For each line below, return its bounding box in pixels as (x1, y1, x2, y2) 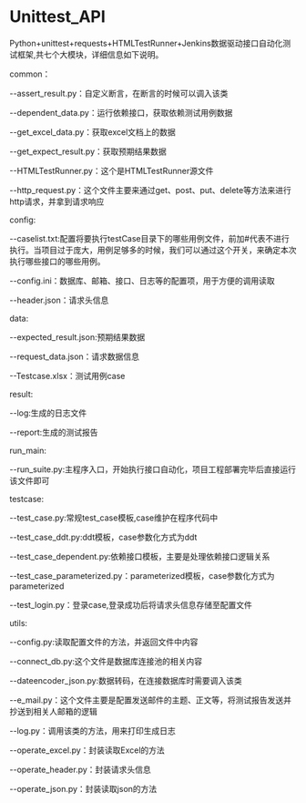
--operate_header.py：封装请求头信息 (9, 764, 152, 775)
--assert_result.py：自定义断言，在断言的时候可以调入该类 (9, 88, 229, 98)
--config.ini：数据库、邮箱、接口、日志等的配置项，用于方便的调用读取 (9, 275, 275, 286)
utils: (9, 617, 28, 628)
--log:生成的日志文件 (9, 407, 87, 418)
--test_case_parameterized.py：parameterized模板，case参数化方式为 (9, 570, 275, 581)
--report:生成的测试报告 (9, 427, 98, 438)
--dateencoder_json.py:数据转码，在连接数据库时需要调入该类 (9, 674, 243, 685)
